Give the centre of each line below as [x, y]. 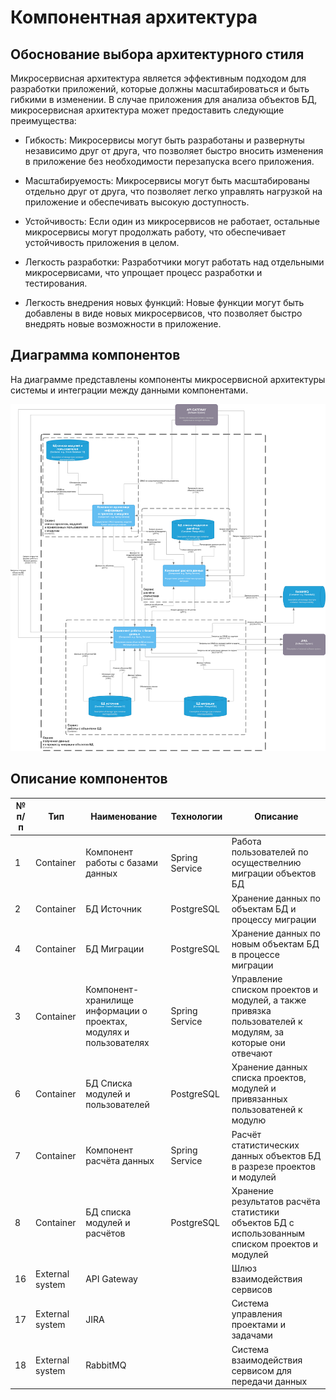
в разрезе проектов [273, 1166]
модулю [249, 1120]
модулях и [107, 1032]
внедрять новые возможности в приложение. [123, 324]
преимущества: [43, 120]
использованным [268, 1233]
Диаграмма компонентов [95, 355]
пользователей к [267, 1022]
